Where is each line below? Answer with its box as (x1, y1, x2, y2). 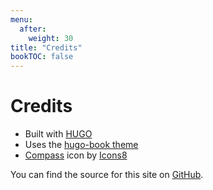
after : (19, 24, 47, 34)
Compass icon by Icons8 (24, 149, 128, 161)
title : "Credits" (10, 42, 83, 53)
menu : (10, 14, 33, 25)
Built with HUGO (24, 128, 93, 140)
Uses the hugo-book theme (24, 139, 139, 151)
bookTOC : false (10, 52, 74, 62)
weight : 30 (28, 33, 74, 43)
